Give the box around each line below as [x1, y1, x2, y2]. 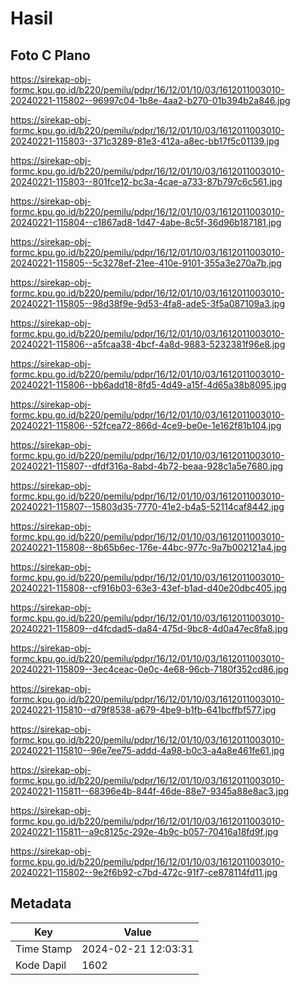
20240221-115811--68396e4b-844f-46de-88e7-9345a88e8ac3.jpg [10, 785, 290, 797]
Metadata [10, 895, 72, 912]
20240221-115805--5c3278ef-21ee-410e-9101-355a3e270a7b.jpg [10, 257, 282, 269]
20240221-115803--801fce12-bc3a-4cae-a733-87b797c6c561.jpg [10, 176, 283, 187]
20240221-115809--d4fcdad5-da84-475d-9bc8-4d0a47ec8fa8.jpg [10, 623, 288, 634]
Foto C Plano [10, 47, 91, 64]
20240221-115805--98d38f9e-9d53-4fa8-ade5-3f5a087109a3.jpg [10, 298, 286, 309]
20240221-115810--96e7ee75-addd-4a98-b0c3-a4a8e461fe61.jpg [10, 745, 285, 756]
